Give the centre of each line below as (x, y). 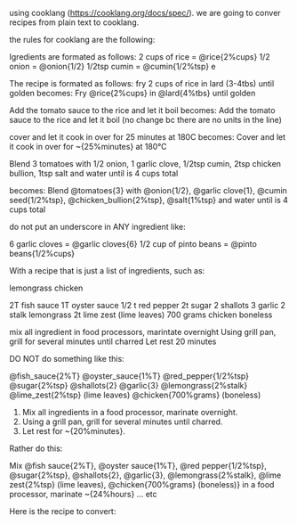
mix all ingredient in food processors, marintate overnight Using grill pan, (143, 332)
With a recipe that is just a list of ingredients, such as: (107, 270)
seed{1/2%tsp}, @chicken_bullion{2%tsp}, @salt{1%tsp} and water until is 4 (149, 200)
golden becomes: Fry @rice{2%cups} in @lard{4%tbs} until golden (132, 93)
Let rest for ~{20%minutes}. (74, 431)
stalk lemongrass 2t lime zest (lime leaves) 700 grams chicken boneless (141, 315)
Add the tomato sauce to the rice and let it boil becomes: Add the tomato (142, 110)
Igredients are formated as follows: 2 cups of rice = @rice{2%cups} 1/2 (140, 57)
